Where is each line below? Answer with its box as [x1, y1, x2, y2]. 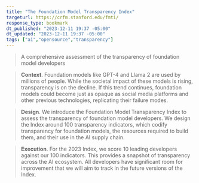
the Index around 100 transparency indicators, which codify [20, 121, 168, 128]
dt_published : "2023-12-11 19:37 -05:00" [6, 25, 111, 32]
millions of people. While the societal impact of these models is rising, [20, 77, 193, 85]
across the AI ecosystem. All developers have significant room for [20, 158, 183, 165]
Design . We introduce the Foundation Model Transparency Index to [20, 109, 187, 115]
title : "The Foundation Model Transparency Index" [6, 8, 135, 15]
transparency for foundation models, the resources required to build [20, 127, 188, 134]
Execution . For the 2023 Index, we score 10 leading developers [20, 145, 177, 152]
